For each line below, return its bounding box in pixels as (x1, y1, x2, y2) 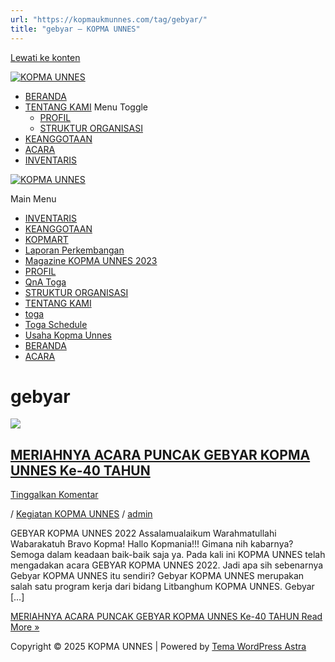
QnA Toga (24, 276, 67, 288)
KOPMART (24, 233, 69, 245)
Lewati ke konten (10, 51, 81, 63)
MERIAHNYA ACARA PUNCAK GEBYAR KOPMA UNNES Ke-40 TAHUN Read (10, 611, 323, 623)
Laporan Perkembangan (24, 244, 125, 256)
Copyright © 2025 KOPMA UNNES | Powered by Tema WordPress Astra (10, 641, 307, 653)
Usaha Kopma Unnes (24, 329, 112, 341)
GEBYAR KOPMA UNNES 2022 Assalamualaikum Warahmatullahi (10, 527, 277, 540)
